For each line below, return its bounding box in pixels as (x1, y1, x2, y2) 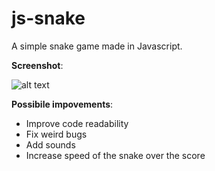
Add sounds (25, 138, 76, 151)
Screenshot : (11, 59, 64, 71)
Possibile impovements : (11, 98, 114, 110)
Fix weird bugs (25, 128, 88, 140)
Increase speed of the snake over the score (25, 149, 206, 161)
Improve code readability (25, 117, 129, 129)
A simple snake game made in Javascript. (11, 40, 183, 52)
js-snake (11, 7, 86, 30)
